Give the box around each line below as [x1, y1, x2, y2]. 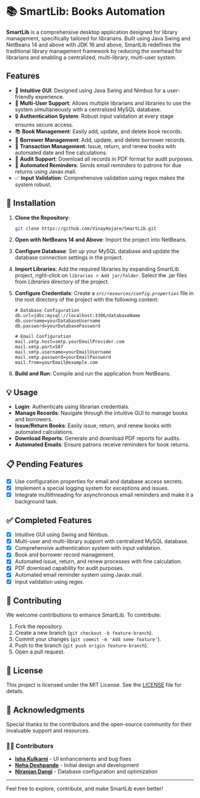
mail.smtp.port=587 [14, 344, 64, 350]
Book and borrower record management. [14, 551, 115, 558]
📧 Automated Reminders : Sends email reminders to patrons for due [14, 161, 182, 168]
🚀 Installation [6, 198, 56, 208]
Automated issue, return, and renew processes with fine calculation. [14, 558, 183, 565]
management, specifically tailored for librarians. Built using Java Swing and [6, 35, 190, 42]
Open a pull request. [14, 648, 65, 655]
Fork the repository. [14, 623, 64, 630]
